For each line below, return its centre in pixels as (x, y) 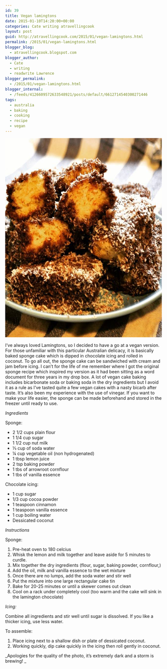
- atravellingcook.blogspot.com (43, 52)
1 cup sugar (24, 494)
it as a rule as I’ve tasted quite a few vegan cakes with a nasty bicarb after (81, 387)
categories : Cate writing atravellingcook (50, 26)
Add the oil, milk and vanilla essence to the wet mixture (69, 570)
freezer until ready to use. (32, 403)
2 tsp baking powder (33, 464)
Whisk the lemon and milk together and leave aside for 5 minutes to (81, 555)
